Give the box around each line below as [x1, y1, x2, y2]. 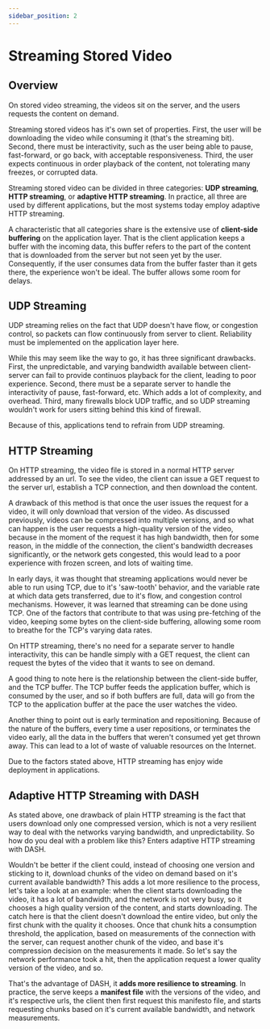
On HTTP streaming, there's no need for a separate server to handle [8, 641, 235, 651]
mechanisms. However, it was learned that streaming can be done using [8, 599, 248, 610]
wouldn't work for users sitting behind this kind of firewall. [8, 405, 201, 414]
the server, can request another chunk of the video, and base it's [8, 938, 224, 947]
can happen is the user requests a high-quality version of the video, [8, 524, 234, 534]
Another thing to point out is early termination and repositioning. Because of [8, 716, 260, 725]
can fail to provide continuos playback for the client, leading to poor [31, 371, 256, 380]
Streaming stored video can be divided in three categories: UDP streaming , [8, 183, 260, 192]
